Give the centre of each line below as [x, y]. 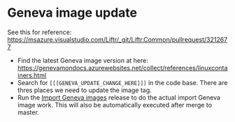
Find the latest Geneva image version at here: [83, 60]
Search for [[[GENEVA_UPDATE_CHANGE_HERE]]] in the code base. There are [122, 82]
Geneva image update [72, 13]
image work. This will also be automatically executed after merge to [114, 105]
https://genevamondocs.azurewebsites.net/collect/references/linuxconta [122, 68]
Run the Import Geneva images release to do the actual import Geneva [119, 97]
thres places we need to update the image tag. [84, 90]
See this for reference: [40, 32]
